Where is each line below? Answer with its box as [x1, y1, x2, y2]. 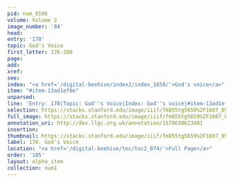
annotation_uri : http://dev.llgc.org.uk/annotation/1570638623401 [7, 119, 203, 127]
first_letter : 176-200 [7, 49, 73, 56]
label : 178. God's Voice [7, 139, 79, 146]
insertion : [7, 126, 39, 133]
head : [7, 29, 23, 37]
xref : [7, 68, 23, 75]
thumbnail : [7, 132, 39, 139]
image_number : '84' [7, 23, 64, 30]
